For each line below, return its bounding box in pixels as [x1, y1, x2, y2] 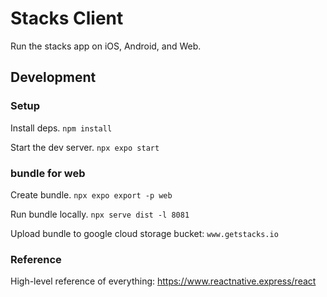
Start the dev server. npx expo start [10, 141, 160, 153]
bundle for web [10, 166, 86, 180]
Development [10, 69, 97, 86]
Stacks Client [10, 7, 124, 30]
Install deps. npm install [10, 122, 113, 134]
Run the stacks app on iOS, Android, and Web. [10, 40, 202, 52]
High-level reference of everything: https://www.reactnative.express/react [10, 275, 317, 287]
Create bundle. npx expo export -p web [10, 188, 173, 201]
